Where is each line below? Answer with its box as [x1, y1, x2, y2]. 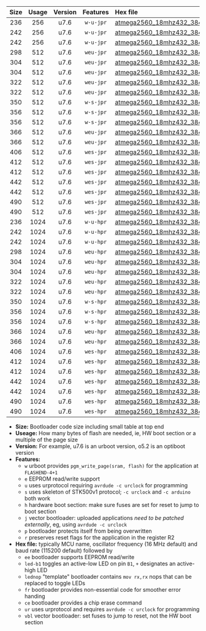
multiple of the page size [15, 436, 78, 443]
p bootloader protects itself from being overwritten [24, 527, 152, 535]
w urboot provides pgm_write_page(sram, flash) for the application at [24, 462, 199, 469]
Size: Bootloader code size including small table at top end [15, 423, 164, 430]
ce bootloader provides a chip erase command [24, 599, 142, 606]
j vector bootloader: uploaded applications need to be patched [24, 514, 184, 521]
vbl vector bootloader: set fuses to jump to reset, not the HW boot [24, 612, 192, 619]
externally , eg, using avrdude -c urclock [24, 521, 128, 528]
